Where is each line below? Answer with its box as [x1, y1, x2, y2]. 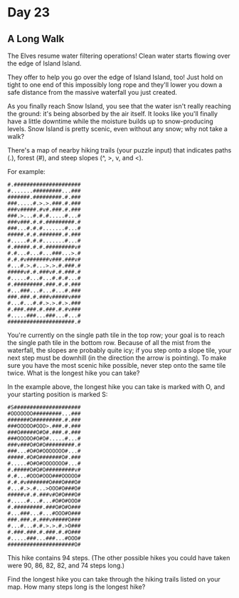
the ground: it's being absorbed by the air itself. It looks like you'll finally [7, 110, 218, 118]
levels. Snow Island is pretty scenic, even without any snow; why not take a [7, 125, 228, 133]
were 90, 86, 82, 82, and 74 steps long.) [7, 561, 125, 569]
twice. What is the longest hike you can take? [7, 368, 140, 377]
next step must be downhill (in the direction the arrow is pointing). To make [7, 354, 227, 362]
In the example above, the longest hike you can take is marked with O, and [7, 383, 225, 391]
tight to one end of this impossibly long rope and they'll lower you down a [7, 81, 223, 89]
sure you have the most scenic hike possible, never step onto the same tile [7, 361, 226, 369]
